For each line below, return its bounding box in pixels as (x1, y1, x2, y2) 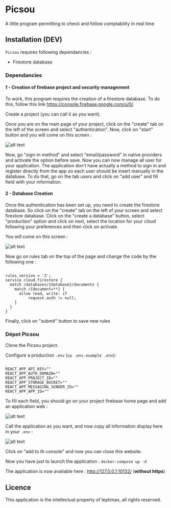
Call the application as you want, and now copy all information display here (5, 423, 163, 429)
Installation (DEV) (5, 35, 63, 44)
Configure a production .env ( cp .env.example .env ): (5, 352, 116, 359)
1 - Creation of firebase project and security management (5, 84, 130, 91)
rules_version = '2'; (5, 273, 52, 278)
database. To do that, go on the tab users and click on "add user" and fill (5, 173, 158, 180)
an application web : (5, 403, 48, 410)
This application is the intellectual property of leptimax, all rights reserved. (5, 497, 162, 503)
